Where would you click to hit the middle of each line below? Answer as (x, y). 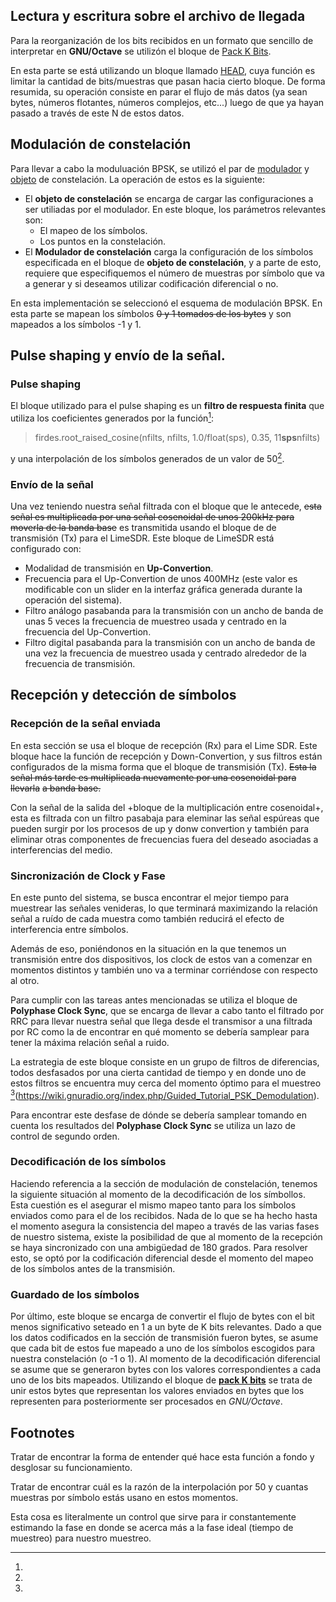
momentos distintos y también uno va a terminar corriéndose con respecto (164, 970)
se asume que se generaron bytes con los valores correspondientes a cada (166, 1370)
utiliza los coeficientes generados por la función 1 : (112, 417)
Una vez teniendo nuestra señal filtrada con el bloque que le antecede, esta (166, 506)
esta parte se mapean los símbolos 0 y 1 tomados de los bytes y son (151, 313)
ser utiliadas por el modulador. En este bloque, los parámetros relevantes (175, 209)
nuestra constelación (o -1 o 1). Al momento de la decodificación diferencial (165, 1359)
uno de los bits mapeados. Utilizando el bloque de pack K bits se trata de (161, 1380)
